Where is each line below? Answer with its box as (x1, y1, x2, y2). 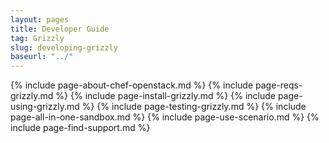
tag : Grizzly (10, 33, 65, 43)
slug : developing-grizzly (10, 42, 118, 53)
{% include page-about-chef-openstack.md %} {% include (10, 79, 254, 91)
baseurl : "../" (10, 52, 74, 62)
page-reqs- (255, 79, 303, 91)
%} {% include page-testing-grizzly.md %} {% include (81, 101, 307, 113)
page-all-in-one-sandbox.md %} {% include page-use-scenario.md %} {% (10, 111, 320, 123)
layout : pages (10, 14, 70, 25)
